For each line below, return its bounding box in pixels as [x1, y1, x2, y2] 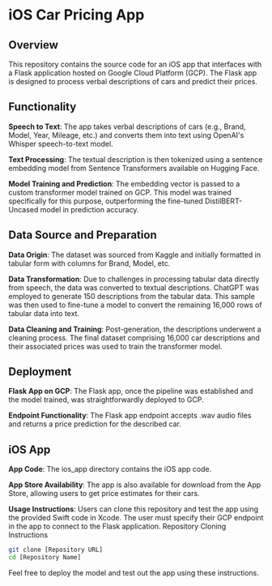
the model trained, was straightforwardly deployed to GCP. [8, 395, 204, 404]
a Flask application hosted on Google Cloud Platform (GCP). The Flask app [8, 68, 257, 78]
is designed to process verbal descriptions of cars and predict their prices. [8, 77, 257, 86]
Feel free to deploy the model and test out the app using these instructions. [8, 568, 259, 577]
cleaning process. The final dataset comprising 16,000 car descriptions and [8, 332, 261, 342]
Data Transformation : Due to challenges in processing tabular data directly [8, 274, 260, 284]
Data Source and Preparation [8, 229, 157, 242]
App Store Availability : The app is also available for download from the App [8, 480, 261, 490]
